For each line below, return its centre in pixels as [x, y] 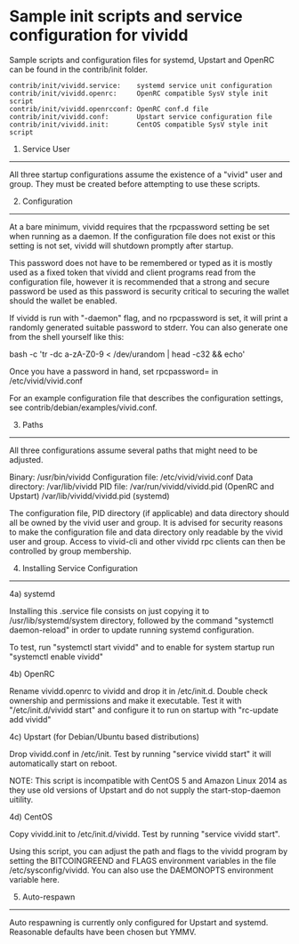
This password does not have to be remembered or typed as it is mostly [141, 262]
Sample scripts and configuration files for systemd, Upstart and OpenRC [142, 60]
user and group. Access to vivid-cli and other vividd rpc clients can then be [148, 541]
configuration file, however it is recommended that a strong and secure [139, 281]
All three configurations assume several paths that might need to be [133, 450]
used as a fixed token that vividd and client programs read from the [133, 272]
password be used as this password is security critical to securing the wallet [149, 291]
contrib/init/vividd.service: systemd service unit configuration [141, 85]
